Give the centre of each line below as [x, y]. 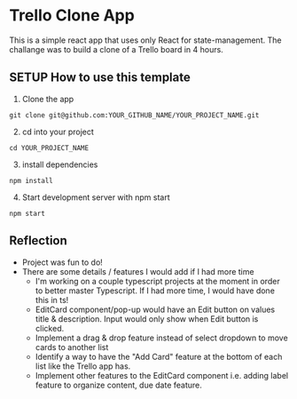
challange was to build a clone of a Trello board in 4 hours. [116, 49]
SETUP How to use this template [100, 78]
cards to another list [72, 347]
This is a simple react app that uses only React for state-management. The [145, 40]
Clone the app [48, 99]
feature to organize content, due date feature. [118, 385]
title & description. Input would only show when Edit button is [147, 319]
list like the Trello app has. [83, 366]
